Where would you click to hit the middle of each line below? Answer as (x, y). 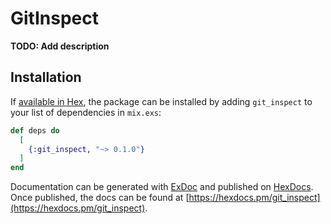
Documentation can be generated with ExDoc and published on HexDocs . (162, 187)
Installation (46, 77)
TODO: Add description (60, 46)
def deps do (35, 130)
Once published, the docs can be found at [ (100, 198)
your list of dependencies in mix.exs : (86, 112)
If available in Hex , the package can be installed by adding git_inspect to (161, 101)
